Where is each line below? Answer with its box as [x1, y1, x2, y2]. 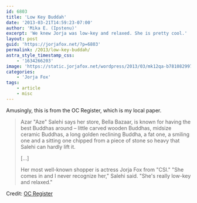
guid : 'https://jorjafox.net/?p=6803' [6, 42, 101, 48]
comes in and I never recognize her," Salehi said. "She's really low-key [20, 172, 191, 179]
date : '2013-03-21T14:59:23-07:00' [6, 19, 93, 25]
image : [6, 63, 22, 69]
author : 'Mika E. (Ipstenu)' [6, 25, 77, 31]
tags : [6, 80, 19, 86]
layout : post [6, 36, 38, 42]
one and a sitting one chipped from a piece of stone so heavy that [20, 137, 180, 144]
